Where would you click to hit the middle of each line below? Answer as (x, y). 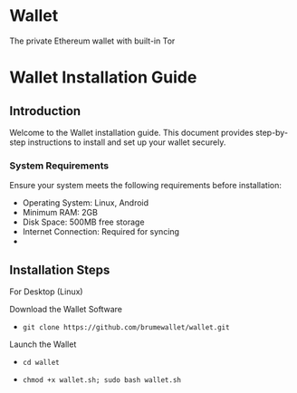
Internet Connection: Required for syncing (101, 232)
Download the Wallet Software (66, 310)
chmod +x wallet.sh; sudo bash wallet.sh (101, 380)
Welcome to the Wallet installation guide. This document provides (131, 132)
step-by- (271, 132)
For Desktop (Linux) (46, 292)
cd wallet (41, 363)
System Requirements (59, 166)
